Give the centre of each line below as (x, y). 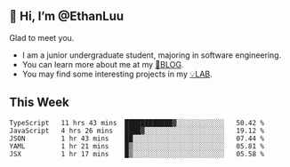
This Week (39, 103)
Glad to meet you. (42, 37)
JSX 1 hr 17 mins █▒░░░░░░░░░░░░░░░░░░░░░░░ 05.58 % (137, 154)
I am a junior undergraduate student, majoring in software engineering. (152, 55)
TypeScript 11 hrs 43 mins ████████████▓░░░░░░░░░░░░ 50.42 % (137, 123)
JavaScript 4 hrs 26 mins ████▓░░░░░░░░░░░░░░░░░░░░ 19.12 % (137, 131)
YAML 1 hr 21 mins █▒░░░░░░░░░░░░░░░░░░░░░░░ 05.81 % (137, 146)
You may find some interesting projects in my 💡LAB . (117, 74)
